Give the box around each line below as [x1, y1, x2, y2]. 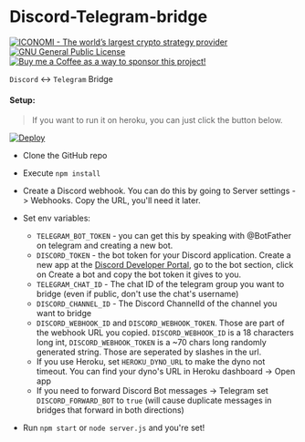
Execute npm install [22, 168, 101, 179]
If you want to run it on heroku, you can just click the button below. [31, 115, 283, 126]
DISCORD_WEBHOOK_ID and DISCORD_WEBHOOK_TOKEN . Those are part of [36, 317, 285, 329]
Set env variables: [22, 212, 91, 224]
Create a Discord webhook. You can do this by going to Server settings [22, 185, 290, 197]
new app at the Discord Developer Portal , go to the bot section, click [36, 260, 294, 271]
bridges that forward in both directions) [36, 405, 184, 416]
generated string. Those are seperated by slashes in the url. [36, 346, 262, 357]
